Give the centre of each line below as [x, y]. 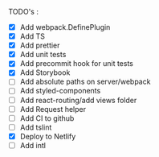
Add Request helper [53, 109]
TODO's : [23, 12]
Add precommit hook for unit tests [77, 64]
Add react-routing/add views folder [78, 100]
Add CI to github [47, 118]
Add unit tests [43, 55]
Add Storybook [45, 72]
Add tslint [36, 127]
